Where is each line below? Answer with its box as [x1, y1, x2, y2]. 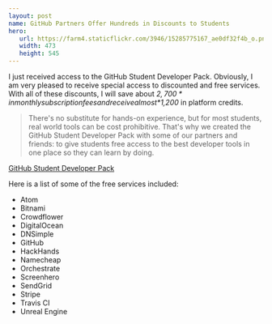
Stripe [19, 289, 40, 299]
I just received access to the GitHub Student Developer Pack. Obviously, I [8, 72, 253, 81]
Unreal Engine [19, 307, 68, 316]
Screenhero [19, 272, 60, 282]
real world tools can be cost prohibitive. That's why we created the [28, 122, 252, 131]
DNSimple [19, 229, 54, 239]
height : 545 [19, 49, 60, 58]
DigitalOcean [19, 220, 64, 230]
